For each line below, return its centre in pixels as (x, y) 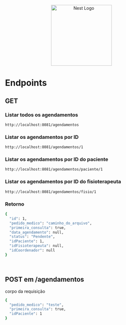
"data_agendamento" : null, (37, 232)
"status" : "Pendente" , (32, 237)
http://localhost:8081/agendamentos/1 (44, 147)
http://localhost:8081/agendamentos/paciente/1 (54, 170)
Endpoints (26, 83)
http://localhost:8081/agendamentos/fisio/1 (51, 192)
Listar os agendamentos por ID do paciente (57, 159)
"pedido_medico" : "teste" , (37, 305)
